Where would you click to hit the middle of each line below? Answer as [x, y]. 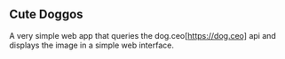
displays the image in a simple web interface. [92, 45]
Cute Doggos [46, 15]
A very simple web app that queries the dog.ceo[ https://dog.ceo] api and [143, 35]
